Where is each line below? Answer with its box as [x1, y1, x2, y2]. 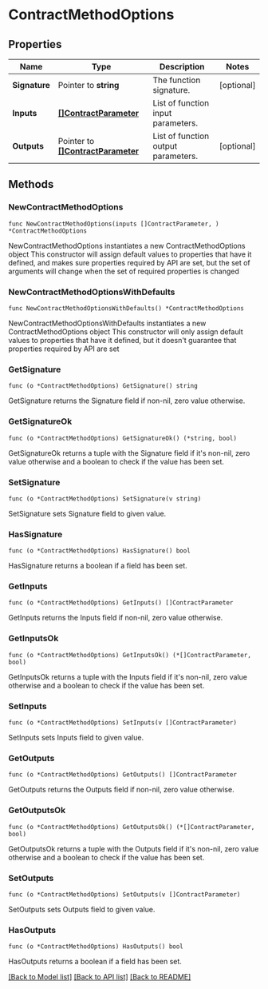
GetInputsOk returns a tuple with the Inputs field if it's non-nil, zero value [8, 672, 247, 681]
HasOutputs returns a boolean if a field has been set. [8, 957, 182, 967]
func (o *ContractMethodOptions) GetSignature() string [8, 382, 198, 390]
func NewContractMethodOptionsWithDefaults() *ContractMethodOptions [8, 304, 245, 313]
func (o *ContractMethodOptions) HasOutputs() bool [8, 943, 183, 951]
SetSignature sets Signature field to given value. [8, 508, 167, 518]
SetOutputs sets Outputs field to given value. [8, 904, 156, 914]
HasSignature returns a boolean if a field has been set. [8, 561, 187, 571]
